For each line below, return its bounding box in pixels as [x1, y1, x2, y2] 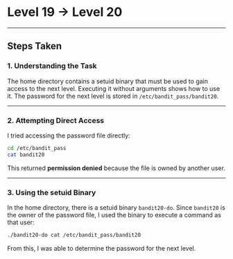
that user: [7, 218, 35, 226]
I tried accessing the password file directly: [7, 131, 130, 140]
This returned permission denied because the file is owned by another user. [7, 164, 225, 172]
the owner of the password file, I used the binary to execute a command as [7, 210, 222, 219]
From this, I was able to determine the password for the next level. [7, 244, 196, 252]
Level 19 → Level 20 [7, 4, 123, 20]
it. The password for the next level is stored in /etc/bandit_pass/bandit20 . [7, 92, 219, 100]
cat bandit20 [7, 151, 45, 158]
